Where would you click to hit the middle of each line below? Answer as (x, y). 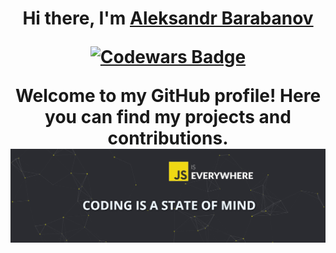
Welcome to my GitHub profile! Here (168, 96)
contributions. (168, 138)
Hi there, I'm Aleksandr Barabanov (168, 18)
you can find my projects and (168, 117)
